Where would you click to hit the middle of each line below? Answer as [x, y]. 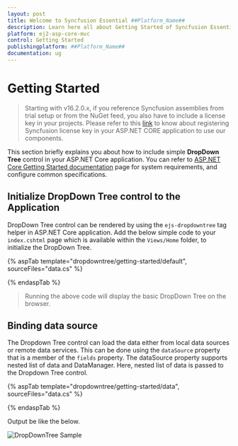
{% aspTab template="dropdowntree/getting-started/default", [97, 261]
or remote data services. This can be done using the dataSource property [114, 350]
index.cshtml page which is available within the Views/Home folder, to [107, 240]
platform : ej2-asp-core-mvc [49, 34]
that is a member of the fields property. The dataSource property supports [118, 358]
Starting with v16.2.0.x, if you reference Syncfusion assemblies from [124, 108]
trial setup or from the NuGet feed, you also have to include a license [125, 115]
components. [44, 138]
